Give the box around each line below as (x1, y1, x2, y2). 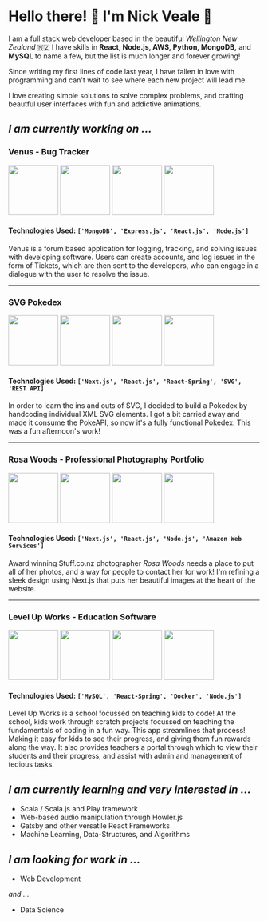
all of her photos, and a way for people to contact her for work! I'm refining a (8, 567, 260, 576)
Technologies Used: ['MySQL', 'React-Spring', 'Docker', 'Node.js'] (8, 691, 242, 700)
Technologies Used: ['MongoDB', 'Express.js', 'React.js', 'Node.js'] (8, 226, 250, 235)
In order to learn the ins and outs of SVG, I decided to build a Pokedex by (8, 401, 248, 410)
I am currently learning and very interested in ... (8, 783, 251, 796)
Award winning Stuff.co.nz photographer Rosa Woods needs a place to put (8, 558, 254, 567)
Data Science (19, 904, 65, 915)
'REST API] (8, 384, 45, 393)
